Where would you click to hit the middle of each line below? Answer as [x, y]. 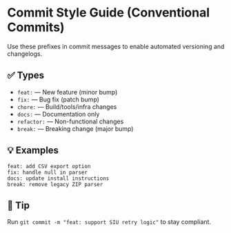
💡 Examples [33, 151]
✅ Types [26, 75]
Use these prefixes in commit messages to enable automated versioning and [116, 46]
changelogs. [25, 54]
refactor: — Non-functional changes [70, 121]
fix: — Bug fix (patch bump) [58, 99]
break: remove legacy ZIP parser [55, 184]
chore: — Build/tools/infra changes [67, 107]
